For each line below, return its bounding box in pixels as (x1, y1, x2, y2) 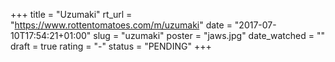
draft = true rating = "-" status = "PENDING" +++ (10, 40, 212, 52)
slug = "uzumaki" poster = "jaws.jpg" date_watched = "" (93, 30, 325, 41)
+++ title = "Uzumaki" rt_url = (10, 9, 133, 20)
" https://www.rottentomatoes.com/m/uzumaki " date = (10, 19, 233, 31)
